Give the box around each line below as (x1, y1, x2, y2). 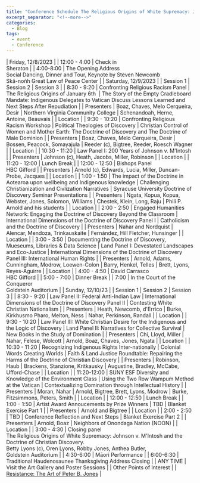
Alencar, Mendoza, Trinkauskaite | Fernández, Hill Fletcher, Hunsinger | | (6, 229, 184, 236)
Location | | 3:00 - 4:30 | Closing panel (6, 426, 102, 433)
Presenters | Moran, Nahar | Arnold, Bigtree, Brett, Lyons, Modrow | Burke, (6, 388, 189, 395)
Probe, (6, 172, 23, 179)
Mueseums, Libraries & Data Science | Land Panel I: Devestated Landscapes (6, 242, 193, 249)
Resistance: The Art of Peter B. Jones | (6, 470, 102, 477)
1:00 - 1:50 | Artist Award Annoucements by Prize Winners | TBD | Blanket (6, 400, 186, 407)
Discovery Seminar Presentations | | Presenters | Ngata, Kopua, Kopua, (6, 191, 180, 199)
